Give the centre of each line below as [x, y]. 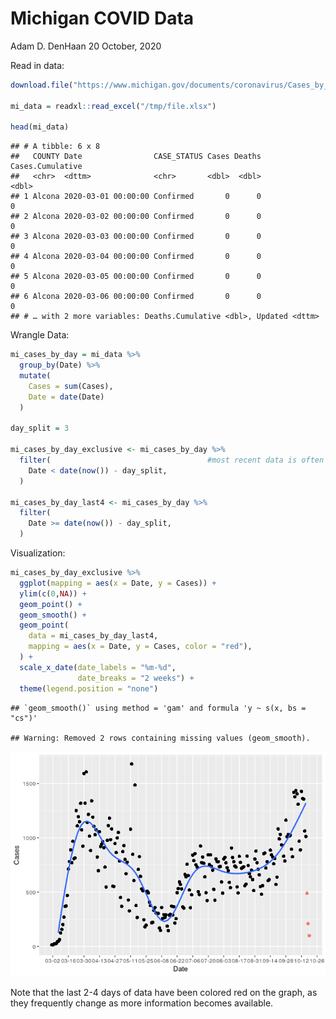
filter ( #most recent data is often [172, 460]
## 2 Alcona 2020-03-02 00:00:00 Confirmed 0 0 [136, 217]
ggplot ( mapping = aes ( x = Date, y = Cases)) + [118, 583]
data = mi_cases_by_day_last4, [93, 636]
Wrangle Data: [40, 335]
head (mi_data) [40, 127]
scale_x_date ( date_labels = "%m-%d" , [98, 667]
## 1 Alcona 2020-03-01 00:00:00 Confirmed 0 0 [136, 197]
